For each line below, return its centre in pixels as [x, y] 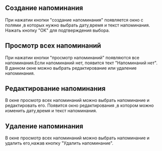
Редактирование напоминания [55, 88]
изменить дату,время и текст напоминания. [51, 111]
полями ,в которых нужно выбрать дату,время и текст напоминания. [78, 25]
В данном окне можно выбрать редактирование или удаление [71, 68]
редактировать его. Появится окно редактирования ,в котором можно [80, 105]
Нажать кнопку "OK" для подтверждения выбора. [57, 30]
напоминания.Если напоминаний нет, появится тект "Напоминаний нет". [81, 63]
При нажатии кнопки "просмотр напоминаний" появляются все [72, 57]
